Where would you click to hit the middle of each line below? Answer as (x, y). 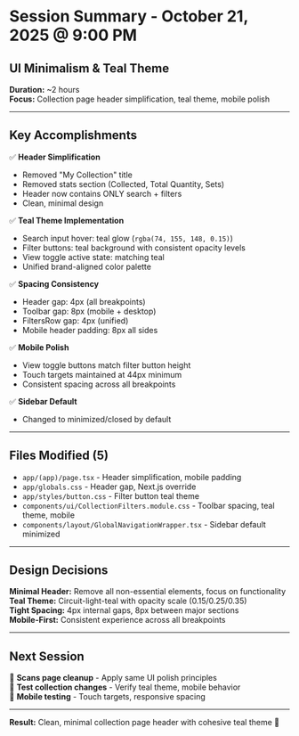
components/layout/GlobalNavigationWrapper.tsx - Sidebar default (144, 524)
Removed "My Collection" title (77, 175)
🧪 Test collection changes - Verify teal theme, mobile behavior (125, 687)
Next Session (47, 656)
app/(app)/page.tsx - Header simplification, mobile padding (132, 477)
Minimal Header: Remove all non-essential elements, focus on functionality (148, 592)
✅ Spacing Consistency (54, 283)
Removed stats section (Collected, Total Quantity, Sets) (123, 184)
